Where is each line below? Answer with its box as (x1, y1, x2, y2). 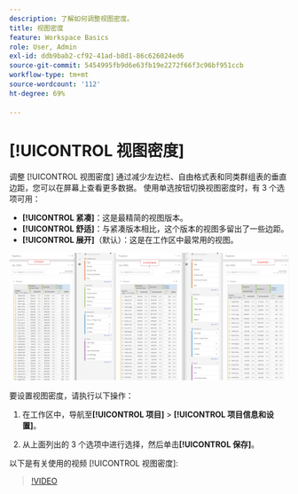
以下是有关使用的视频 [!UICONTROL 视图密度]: (9, 458, 179, 469)
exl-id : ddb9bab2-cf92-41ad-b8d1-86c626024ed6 (9, 51, 184, 61)
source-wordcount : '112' (9, 80, 101, 89)
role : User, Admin (9, 43, 77, 51)
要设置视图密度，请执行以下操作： (9, 390, 134, 401)
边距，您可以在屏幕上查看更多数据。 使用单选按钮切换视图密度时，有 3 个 (9, 183, 278, 193)
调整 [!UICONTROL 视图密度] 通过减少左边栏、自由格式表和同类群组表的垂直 (9, 171, 287, 182)
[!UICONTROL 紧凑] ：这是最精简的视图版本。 (21, 213, 188, 223)
